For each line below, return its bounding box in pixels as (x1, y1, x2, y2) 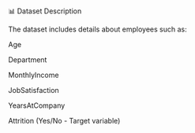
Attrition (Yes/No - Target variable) (8, 116, 121, 125)
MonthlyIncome (8, 70, 59, 79)
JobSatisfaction (8, 86, 59, 94)
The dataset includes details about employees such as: (8, 24, 187, 34)
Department (8, 55, 47, 65)
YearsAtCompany (8, 101, 66, 110)
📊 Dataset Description (8, 6, 82, 16)
